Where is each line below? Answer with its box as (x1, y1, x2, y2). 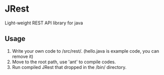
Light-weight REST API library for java (5, 20, 83, 26)
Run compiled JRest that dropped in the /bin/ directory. (12, 64, 127, 70)
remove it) (12, 53, 34, 59)
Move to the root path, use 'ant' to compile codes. (12, 59, 116, 65)
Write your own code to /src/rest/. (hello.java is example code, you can (12, 48, 159, 54)
